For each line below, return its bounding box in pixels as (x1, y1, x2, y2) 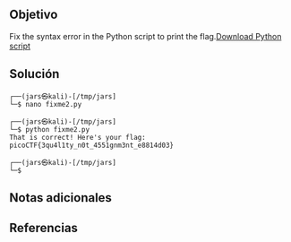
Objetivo (9, 7, 58, 22)
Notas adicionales (9, 190, 112, 205)
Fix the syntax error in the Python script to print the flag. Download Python (9, 30, 282, 41)
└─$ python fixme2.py (9, 125, 90, 134)
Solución (9, 66, 60, 82)
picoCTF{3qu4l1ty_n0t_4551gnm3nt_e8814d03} (9, 141, 175, 150)
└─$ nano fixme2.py (9, 99, 82, 108)
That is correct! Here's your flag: (9, 133, 146, 142)
